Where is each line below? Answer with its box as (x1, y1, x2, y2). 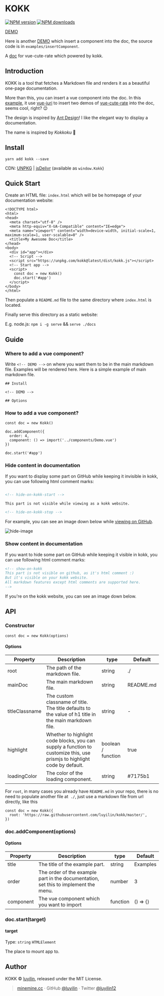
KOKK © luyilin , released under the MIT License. (5, 975, 102, 981)
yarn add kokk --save (5, 156, 49, 162)
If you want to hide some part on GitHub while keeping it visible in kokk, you (5, 552, 158, 558)
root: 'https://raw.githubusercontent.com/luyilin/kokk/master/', (9, 812, 147, 817)
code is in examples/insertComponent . (5, 43, 80, 49)
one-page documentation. (5, 85, 58, 91)
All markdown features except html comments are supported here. (5, 580, 141, 585)
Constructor (5, 622, 35, 629)
